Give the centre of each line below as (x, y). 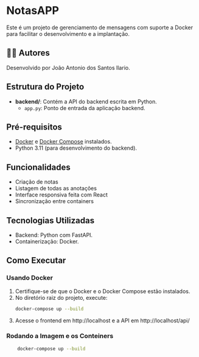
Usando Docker (30, 278)
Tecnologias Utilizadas (51, 220)
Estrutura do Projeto (45, 87)
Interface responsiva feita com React (61, 195)
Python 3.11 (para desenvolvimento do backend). (76, 148)
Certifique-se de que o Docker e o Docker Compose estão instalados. (103, 291)
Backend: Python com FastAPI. (54, 235)
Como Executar (36, 261)
